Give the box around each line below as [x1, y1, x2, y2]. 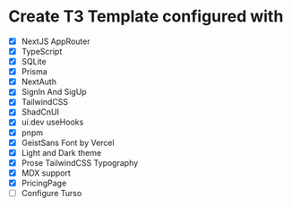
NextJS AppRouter [21, 36, 90, 47]
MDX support [21, 168, 71, 178]
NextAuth [21, 76, 57, 87]
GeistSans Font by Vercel [21, 137, 115, 148]
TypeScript [21, 47, 63, 56]
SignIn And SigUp [21, 87, 87, 98]
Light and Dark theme [21, 147, 102, 158]
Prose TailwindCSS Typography [21, 157, 139, 168]
